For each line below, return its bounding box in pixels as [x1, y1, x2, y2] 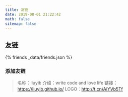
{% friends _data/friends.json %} [5, 54, 72, 60]
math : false [5, 16, 30, 21]
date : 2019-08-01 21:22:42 [5, 12, 61, 17]
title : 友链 [5, 7, 28, 12]
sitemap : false [5, 21, 37, 26]
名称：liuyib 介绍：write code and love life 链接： [17, 80, 118, 86]
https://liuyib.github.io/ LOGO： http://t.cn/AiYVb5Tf [17, 86, 123, 92]
